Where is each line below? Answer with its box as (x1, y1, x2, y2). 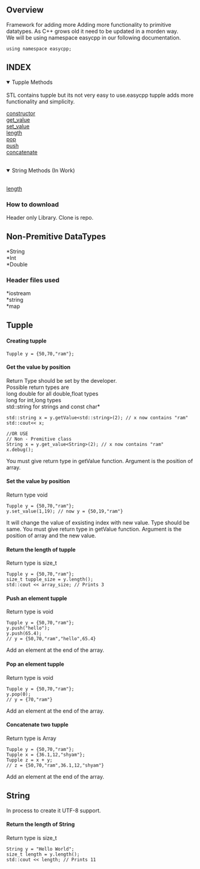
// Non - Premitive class (6, 436, 72, 442)
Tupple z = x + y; (6, 757, 53, 763)
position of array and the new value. (6, 532, 96, 539)
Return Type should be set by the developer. (6, 377, 117, 384)
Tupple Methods (12, 79, 53, 86)
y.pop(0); (6, 691, 32, 697)
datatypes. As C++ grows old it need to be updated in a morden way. (6, 27, 179, 35)
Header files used (6, 276, 59, 284)
